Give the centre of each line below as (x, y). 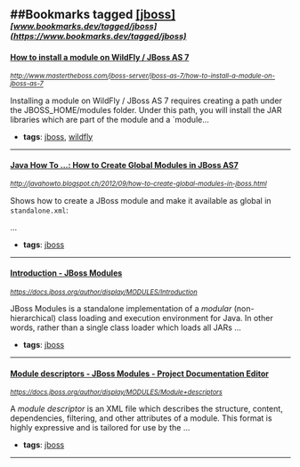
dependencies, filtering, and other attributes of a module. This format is (141, 418)
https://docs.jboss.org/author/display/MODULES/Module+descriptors (117, 392)
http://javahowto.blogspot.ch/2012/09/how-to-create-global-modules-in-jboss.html (139, 184)
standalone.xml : (40, 210)
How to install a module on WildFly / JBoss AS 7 (100, 57)
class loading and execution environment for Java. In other (166, 318)
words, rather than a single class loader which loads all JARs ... (126, 327)
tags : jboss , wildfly (58, 136)
